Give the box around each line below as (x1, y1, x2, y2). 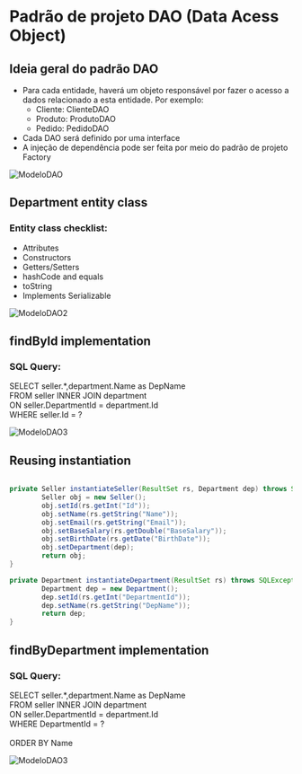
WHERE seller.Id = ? (9, 409, 83, 420)
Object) (9, 25, 67, 46)
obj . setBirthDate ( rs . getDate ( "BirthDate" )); (41, 534, 211, 544)
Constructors (22, 251, 72, 262)
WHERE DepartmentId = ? (9, 718, 105, 729)
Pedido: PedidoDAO (35, 123, 110, 134)
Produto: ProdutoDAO (35, 114, 117, 124)
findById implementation (9, 334, 151, 349)
